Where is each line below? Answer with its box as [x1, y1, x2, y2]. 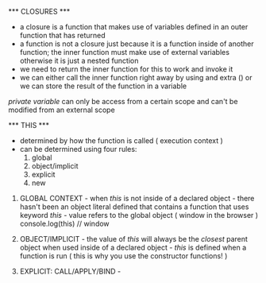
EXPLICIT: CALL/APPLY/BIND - [19, 266, 121, 276]
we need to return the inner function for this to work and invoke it [19, 64, 233, 74]
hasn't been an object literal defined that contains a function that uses [19, 202, 249, 211]
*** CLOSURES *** [8, 7, 71, 16]
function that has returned [19, 31, 106, 40]
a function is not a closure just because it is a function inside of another [19, 39, 254, 48]
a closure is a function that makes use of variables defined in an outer [19, 22, 249, 31]
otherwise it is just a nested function [19, 56, 139, 65]
